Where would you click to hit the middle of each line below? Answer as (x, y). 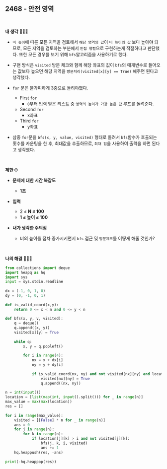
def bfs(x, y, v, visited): (34, 319)
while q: (23, 341)
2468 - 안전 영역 (30, 9)
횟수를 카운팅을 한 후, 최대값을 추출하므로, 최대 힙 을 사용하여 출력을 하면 (81, 143)
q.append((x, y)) (32, 328)
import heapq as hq (25, 272)
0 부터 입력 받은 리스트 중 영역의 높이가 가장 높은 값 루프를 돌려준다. (90, 104)
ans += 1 (49, 448)
